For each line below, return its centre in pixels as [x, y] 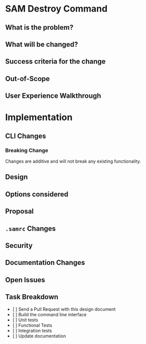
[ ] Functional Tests [32, 325]
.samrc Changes [31, 228]
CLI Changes [26, 136]
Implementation [39, 118]
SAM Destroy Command [56, 9]
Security [19, 246]
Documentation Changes [45, 263]
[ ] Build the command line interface [49, 314]
